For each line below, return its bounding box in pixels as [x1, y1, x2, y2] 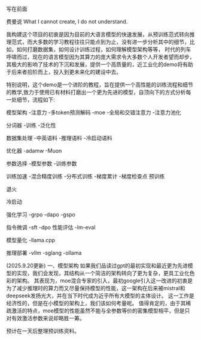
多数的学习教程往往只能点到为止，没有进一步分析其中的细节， [37, 38, 190, 45]
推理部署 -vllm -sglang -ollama [6, 249, 82, 257]
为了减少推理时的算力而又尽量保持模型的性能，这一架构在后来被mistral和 [6, 285, 185, 291]
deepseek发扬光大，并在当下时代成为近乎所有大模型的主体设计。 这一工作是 [6, 292, 194, 299]
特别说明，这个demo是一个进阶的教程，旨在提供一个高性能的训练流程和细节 [6, 81, 193, 88]
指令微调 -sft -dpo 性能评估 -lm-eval [6, 224, 96, 231]
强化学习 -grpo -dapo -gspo [6, 211, 76, 218]
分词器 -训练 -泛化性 [6, 122, 56, 129]
